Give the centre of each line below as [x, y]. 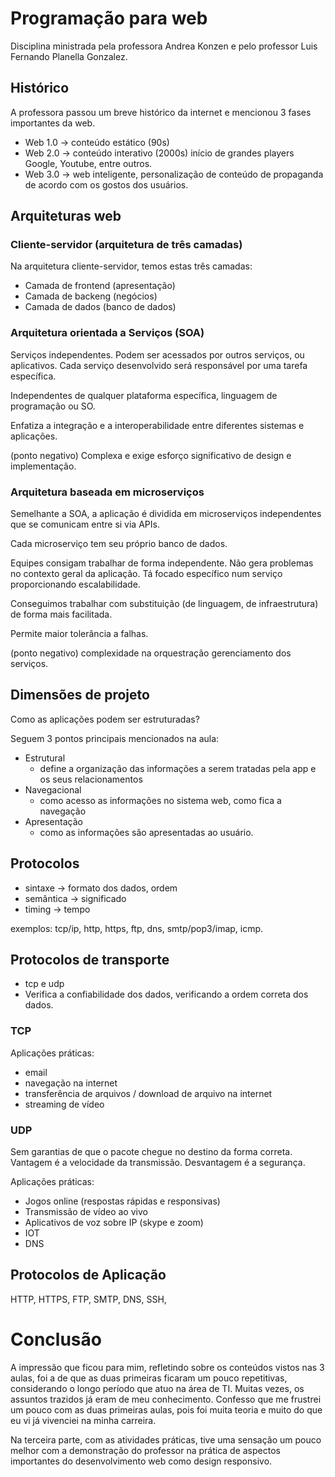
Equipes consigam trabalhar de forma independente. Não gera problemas [162, 563]
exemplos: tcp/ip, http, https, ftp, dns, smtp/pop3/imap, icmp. [137, 928]
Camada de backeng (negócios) [91, 296]
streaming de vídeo [64, 1104]
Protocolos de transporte [90, 960]
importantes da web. [53, 123]
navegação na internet [71, 1083]
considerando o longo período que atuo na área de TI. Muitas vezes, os [157, 1388]
